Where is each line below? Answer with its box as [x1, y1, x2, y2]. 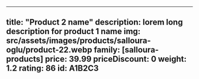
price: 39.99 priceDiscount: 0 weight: [45, 54, 187, 64]
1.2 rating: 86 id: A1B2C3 [6, 63, 99, 74]
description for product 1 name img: [6, 27, 141, 37]
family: [94, 45, 120, 55]
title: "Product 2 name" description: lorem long [6, 17, 183, 27]
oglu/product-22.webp [6, 45, 92, 55]
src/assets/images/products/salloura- [6, 36, 151, 46]
